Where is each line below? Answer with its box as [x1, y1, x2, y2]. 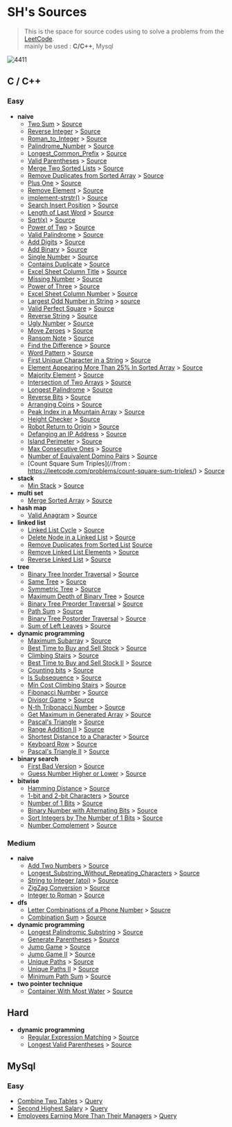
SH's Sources [7, 4, 87, 20]
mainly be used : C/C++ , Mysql [24, 42, 114, 50]
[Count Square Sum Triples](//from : [27, 459, 131, 468]
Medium [7, 838, 36, 848]
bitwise [17, 776, 39, 785]
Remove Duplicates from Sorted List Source [27, 540, 153, 549]
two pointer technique [17, 979, 83, 987]
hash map [17, 503, 47, 511]
